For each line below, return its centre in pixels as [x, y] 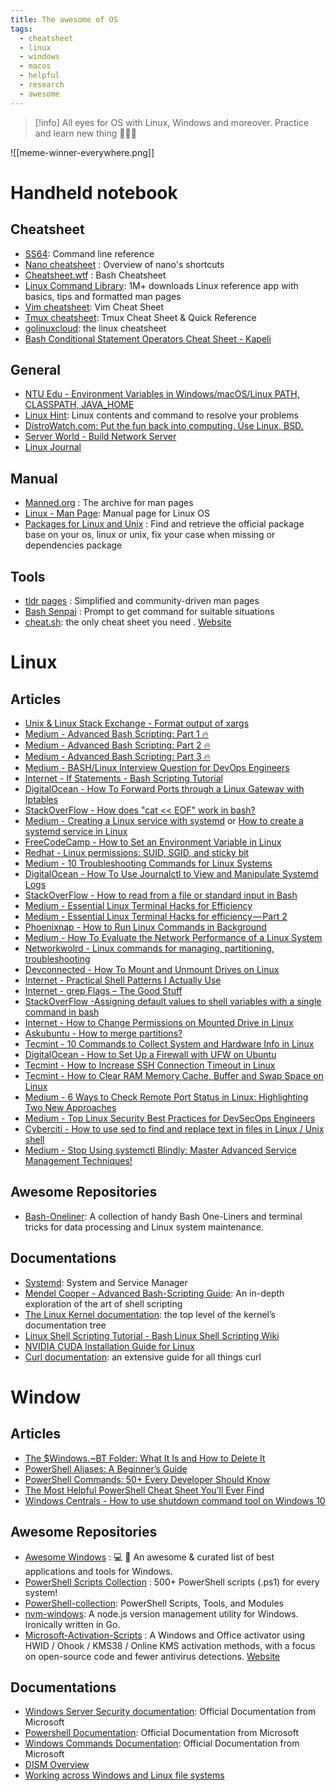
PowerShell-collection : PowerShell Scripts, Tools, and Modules [154, 1603]
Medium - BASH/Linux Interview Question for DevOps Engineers [157, 768]
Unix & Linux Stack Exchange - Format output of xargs [137, 723]
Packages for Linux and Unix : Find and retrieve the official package [164, 524]
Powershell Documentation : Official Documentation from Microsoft [161, 1733]
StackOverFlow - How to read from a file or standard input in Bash [161, 895]
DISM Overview [57, 1765]
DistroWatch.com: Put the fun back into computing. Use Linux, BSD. [164, 426]
